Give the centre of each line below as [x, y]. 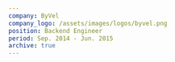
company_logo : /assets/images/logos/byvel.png [88, 23]
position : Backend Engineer [56, 31]
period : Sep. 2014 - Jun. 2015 [61, 38]
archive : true [32, 46]
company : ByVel [34, 16]
